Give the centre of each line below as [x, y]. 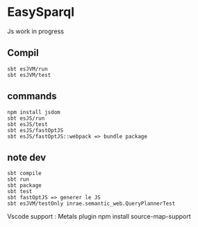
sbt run [18, 180]
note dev [27, 157]
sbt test [20, 192]
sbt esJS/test [28, 124]
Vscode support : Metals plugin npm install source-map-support [99, 217]
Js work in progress [36, 31]
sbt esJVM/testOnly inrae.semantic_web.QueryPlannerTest [91, 204]
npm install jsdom [34, 112]
